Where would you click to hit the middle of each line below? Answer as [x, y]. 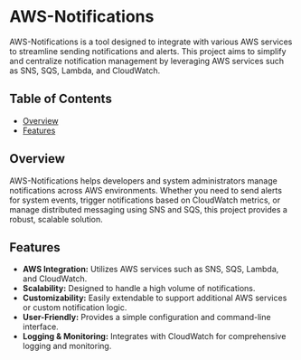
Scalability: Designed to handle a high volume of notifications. [139, 289]
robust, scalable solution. [56, 219]
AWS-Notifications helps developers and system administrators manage [143, 180]
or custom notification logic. [75, 308]
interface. [40, 327]
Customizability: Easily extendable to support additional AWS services [155, 298]
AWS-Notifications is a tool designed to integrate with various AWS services [151, 42]
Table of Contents [61, 99]
